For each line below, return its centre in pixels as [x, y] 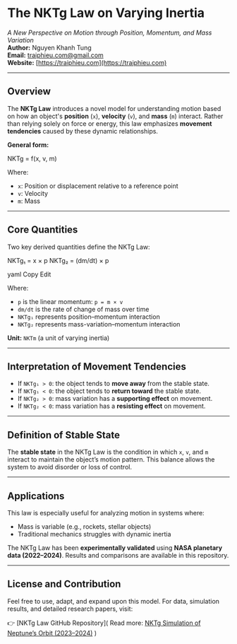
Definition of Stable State [64, 435]
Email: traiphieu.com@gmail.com [55, 55]
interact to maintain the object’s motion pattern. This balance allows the [111, 459]
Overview [29, 92]
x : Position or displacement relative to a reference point [98, 186]
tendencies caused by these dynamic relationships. [83, 131]
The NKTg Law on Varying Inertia [106, 13]
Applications [36, 496]
